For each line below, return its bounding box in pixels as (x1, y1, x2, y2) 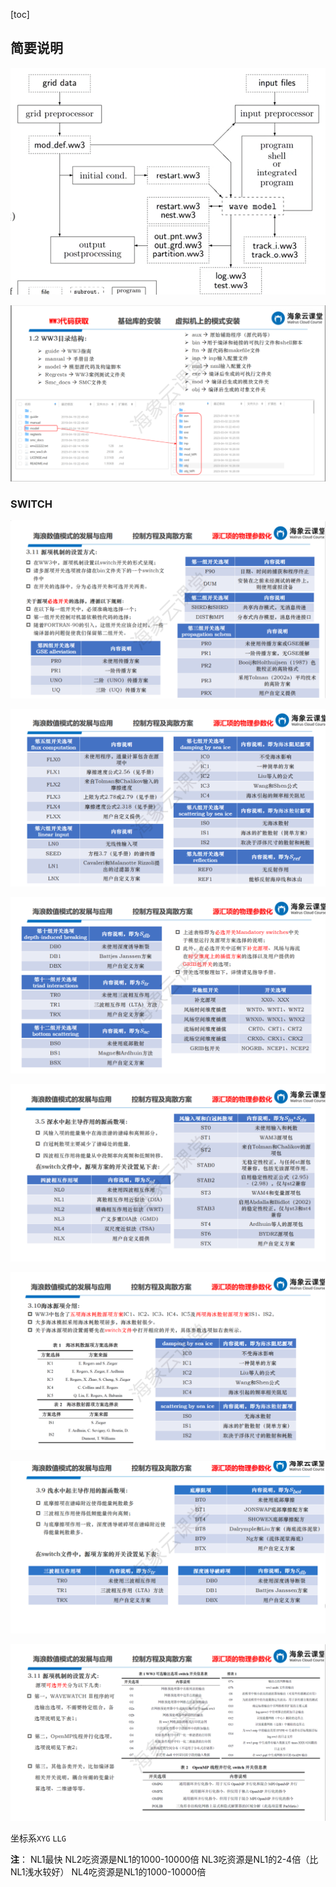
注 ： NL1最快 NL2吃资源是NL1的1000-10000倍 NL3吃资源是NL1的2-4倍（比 (10, 1853, 319, 1865)
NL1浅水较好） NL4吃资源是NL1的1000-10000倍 (10, 1865, 207, 1878)
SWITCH (10, 497, 53, 511)
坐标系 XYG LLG (10, 1832, 67, 1844)
